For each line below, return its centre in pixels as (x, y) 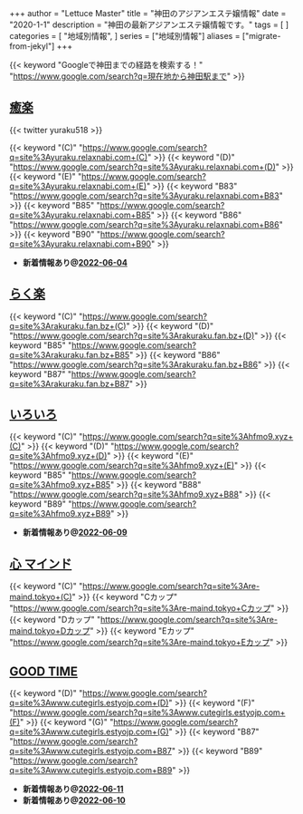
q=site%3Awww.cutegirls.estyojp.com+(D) (89, 703)
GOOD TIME (44, 671)
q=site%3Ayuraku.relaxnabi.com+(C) (79, 157)
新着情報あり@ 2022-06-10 (74, 800)
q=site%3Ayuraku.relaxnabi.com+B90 (80, 244)
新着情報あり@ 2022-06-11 (73, 789)
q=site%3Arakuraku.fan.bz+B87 (69, 383)
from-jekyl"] (32, 46)
